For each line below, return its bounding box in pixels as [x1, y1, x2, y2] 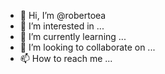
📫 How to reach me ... [19, 53, 113, 64]
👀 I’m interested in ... [19, 20, 105, 32]
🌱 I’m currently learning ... [19, 31, 127, 42]
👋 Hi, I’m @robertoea [19, 10, 107, 21]
